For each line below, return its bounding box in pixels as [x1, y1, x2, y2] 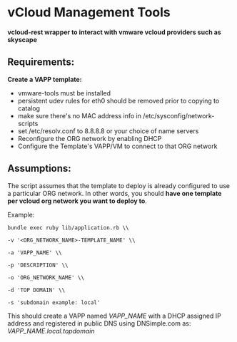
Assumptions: [7, 162, 71, 175]
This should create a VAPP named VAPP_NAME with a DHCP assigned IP [7, 311, 221, 320]
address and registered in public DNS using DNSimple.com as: [7, 318, 191, 328]
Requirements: [7, 56, 75, 68]
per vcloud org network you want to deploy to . [7, 197, 148, 205]
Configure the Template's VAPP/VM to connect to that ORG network [17, 142, 218, 150]
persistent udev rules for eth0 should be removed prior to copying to [17, 96, 220, 105]
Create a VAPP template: [7, 75, 82, 83]
